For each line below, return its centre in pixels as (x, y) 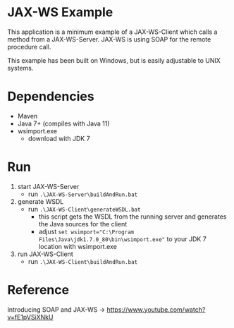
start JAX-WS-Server (48, 186)
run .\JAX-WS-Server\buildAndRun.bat (83, 194)
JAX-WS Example (60, 12)
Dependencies (51, 97)
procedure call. (29, 47)
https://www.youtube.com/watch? (156, 309)
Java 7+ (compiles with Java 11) (63, 123)
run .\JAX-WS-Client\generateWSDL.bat (84, 209)
